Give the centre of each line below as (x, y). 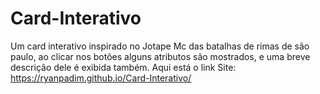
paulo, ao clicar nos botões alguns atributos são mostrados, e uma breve (160, 56)
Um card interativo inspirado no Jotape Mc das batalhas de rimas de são (160, 46)
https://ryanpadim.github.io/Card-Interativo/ (101, 78)
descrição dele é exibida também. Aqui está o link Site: (123, 67)
